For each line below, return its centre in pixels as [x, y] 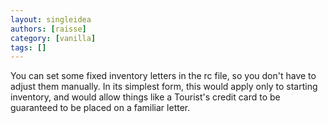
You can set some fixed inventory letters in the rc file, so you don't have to [163, 76]
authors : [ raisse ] [48, 29]
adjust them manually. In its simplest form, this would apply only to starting [164, 87]
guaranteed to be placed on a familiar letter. [100, 108]
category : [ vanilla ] [53, 38]
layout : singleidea [51, 19]
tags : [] [28, 47]
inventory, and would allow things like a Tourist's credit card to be [145, 97]
